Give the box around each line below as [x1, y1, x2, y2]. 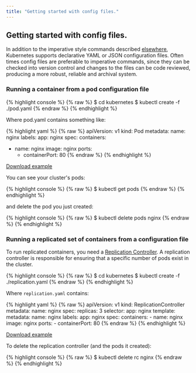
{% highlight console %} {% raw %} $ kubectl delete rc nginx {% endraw [6, 354, 183, 361]
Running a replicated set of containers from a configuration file [6, 235, 189, 243]
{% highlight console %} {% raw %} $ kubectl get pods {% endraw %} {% [6, 185, 185, 192]
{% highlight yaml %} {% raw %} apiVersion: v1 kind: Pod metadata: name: [6, 127, 186, 135]
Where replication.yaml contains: [6, 290, 90, 297]
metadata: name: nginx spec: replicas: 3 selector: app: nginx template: [6, 307, 176, 314]
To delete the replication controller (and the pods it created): [6, 343, 152, 350]
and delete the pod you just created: [6, 203, 94, 210]
